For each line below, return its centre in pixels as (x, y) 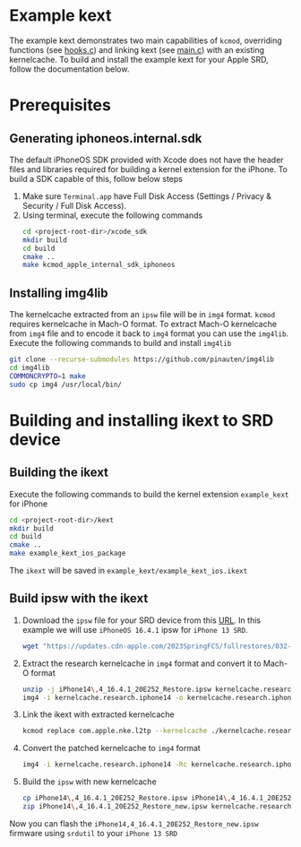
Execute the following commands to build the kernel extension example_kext (149, 494)
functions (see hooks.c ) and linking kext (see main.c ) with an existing (137, 49)
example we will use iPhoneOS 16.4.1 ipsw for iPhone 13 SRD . (135, 629)
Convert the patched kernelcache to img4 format (112, 748)
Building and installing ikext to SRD (142, 420)
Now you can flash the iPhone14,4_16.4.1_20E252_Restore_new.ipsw (134, 823)
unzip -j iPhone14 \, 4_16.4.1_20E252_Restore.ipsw (117, 689)
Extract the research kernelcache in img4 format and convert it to (142, 663)
